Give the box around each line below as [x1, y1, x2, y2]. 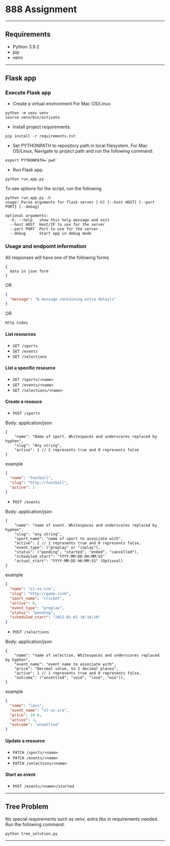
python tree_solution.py [5, 831, 58, 836]
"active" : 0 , [10, 600, 37, 606]
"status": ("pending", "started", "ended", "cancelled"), [14, 549, 139, 555]
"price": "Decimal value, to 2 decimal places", [14, 666, 119, 672]
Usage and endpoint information [5, 243, 87, 250]
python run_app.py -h [5, 195, 51, 200]
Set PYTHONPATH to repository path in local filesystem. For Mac [12, 142, 148, 149]
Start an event [5, 772, 36, 778]
